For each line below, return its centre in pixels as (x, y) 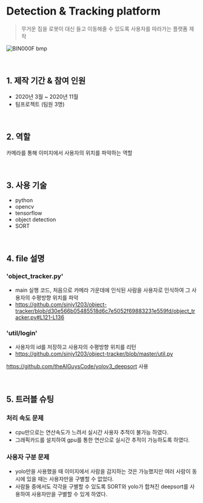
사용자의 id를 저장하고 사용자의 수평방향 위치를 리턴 (75, 347)
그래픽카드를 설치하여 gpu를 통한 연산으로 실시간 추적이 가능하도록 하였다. (102, 440)
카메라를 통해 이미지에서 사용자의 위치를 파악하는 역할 (69, 152)
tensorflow (28, 213)
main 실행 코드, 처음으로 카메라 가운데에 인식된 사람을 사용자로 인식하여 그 (103, 290)
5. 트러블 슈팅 (30, 399)
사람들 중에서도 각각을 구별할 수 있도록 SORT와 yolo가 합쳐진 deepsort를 (102, 487)
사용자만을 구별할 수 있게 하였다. (69, 494)
